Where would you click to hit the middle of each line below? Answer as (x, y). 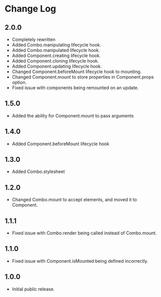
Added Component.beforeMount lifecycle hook (60, 144)
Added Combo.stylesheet (38, 171)
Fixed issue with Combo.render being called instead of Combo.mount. (84, 233)
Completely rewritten (34, 39)
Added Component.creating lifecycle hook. (56, 55)
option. (19, 82)
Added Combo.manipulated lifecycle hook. (56, 50)
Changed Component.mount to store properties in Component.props (83, 77)
